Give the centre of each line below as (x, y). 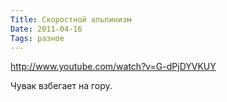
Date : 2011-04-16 (46, 29)
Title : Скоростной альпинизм (71, 19)
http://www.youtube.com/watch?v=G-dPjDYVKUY (113, 67)
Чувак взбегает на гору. (61, 86)
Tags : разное (37, 38)
